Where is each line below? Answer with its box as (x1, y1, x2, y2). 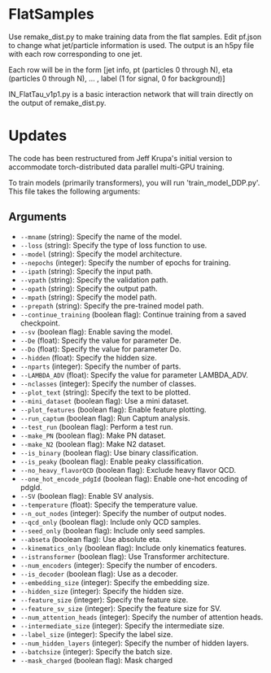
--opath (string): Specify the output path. (20, 283, 158, 293)
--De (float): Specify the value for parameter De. (20, 335, 181, 345)
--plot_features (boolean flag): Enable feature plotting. (20, 404, 207, 414)
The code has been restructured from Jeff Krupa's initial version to (8, 153, 233, 163)
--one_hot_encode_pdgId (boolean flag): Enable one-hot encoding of (20, 474, 248, 483)
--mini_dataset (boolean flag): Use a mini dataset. (20, 395, 190, 405)
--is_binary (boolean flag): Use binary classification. (20, 448, 199, 457)
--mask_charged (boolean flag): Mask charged (20, 655, 173, 665)
